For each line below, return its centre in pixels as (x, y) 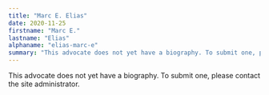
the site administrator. (44, 84)
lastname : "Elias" (39, 38)
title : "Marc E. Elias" (48, 16)
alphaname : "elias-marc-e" (53, 46)
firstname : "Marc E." (44, 30)
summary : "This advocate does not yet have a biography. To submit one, (132, 53)
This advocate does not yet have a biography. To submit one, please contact (134, 75)
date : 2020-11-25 (37, 23)
